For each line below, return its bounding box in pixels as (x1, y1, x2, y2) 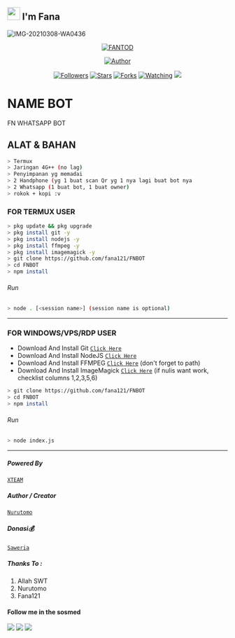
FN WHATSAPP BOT (7, 118, 66, 127)
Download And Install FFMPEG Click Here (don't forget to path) (17, 359, 201, 368)
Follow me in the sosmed (7, 607, 81, 616)
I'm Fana (22, 11, 61, 23)
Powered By (7, 459, 43, 467)
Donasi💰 (7, 524, 35, 532)
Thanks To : (7, 559, 43, 567)
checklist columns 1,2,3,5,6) (17, 374, 98, 382)
